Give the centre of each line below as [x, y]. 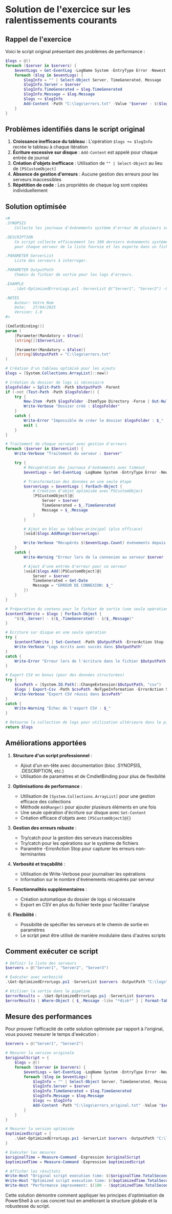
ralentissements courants [61, 20]
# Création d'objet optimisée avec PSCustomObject [88, 491]
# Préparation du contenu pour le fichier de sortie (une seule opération [87, 609]
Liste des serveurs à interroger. [51, 261]
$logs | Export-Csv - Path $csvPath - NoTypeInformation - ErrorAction [89, 689]
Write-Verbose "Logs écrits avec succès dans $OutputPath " [79, 647]
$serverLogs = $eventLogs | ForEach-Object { [73, 486]
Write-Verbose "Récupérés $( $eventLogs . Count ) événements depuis [95, 543]
